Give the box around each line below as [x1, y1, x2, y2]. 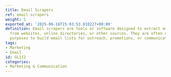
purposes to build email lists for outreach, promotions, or [10, 36, 142, 41]
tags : [5, 41, 17, 46]
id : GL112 [5, 54, 26, 60]
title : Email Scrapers [5, 7, 53, 13]
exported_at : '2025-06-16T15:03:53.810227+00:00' [5, 21, 113, 27]
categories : [5, 59, 31, 64]
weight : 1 [5, 17, 26, 22]
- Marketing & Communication [5, 64, 67, 69]
